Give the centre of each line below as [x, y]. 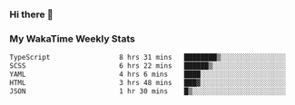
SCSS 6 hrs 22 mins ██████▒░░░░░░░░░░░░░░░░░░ [147, 66]
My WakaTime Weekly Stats [73, 38]
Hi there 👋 [32, 14]
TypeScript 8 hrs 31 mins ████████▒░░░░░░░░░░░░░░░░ [147, 58]
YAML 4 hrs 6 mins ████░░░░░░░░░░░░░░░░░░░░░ [147, 74]
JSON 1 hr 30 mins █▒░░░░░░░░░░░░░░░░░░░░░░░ [147, 91]
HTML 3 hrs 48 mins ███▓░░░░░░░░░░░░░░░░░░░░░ [147, 82]
